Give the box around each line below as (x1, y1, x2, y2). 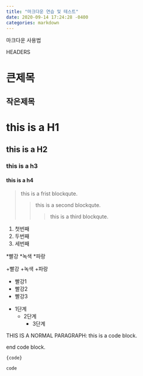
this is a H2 (6, 144, 48, 154)
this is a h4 (6, 177, 34, 184)
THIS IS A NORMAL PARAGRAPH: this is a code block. (6, 332, 138, 339)
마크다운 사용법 (6, 37, 41, 44)
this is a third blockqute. (50, 213, 109, 220)
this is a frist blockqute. (20, 190, 78, 197)
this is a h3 (6, 162, 38, 170)
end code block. (6, 343, 46, 350)
